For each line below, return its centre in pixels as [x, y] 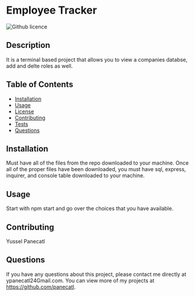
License [24, 111]
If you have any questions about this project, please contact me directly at [96, 274]
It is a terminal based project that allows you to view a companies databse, [97, 59]
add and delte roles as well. [40, 66]
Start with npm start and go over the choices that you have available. [90, 208]
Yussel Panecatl [26, 241]
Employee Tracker [52, 10]
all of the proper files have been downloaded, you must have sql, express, [96, 169]
